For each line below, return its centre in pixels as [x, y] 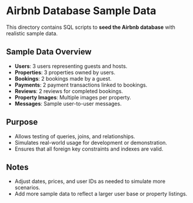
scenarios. [27, 188]
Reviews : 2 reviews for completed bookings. [69, 91]
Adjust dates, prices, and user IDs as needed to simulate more [90, 181]
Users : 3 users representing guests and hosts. [71, 66]
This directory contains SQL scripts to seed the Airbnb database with [91, 27]
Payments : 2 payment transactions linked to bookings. [81, 85]
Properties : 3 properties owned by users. [65, 72]
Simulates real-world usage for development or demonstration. [91, 142]
